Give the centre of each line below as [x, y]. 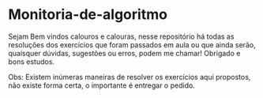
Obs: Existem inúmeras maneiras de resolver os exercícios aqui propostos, [130, 77]
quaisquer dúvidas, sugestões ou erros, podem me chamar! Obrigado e [124, 53]
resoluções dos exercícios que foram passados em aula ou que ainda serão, [132, 44]
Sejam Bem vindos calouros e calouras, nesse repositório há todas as [121, 36]
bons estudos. [32, 62]
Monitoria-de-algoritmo [88, 15]
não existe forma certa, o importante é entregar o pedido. [101, 85]
